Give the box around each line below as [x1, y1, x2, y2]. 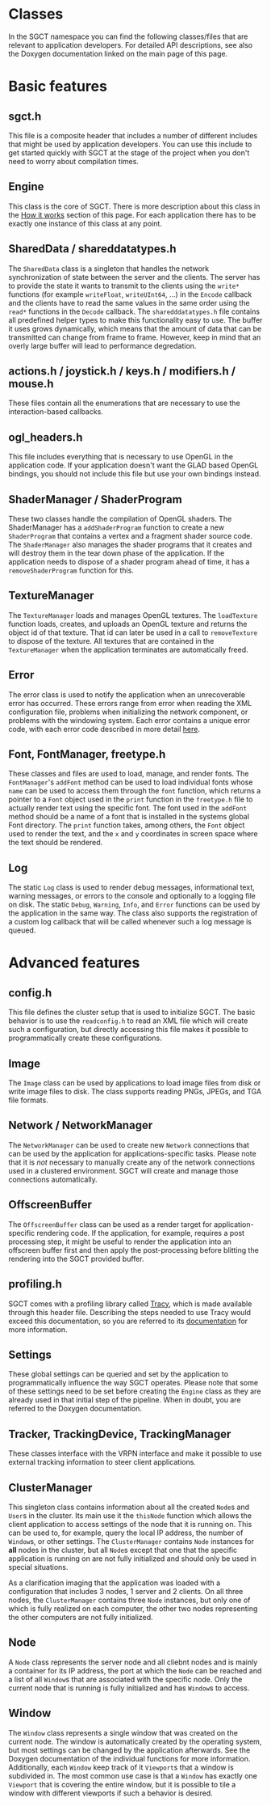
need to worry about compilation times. [8, 156, 140, 166]
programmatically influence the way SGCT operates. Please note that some [8, 1378, 259, 1388]
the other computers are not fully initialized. [8, 1612, 153, 1622]
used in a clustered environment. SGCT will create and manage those [8, 1165, 239, 1175]
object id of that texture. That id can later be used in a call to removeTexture [8, 628, 258, 637]
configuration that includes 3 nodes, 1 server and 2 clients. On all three [8, 1586, 244, 1596]
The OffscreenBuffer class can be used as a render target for [8, 1219, 212, 1229]
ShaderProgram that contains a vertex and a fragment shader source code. [8, 531, 252, 540]
